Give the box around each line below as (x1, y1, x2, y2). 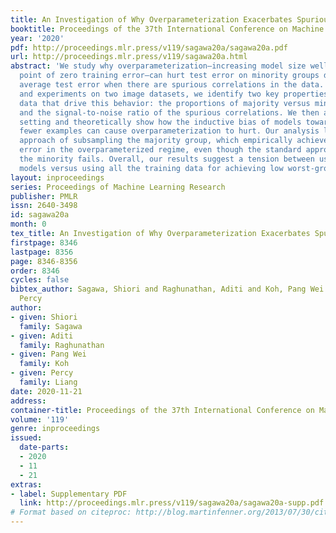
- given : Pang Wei (10, 349, 87, 360)
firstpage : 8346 (10, 237, 78, 248)
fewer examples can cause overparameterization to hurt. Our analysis (19, 126, 320, 136)
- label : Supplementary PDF (10, 489, 128, 499)
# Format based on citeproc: (10, 507, 132, 518)
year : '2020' (10, 33, 65, 43)
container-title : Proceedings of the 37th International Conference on (10, 405, 315, 415)
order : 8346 (10, 266, 60, 276)
